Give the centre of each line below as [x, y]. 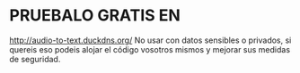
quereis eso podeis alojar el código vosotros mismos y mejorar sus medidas [150, 49]
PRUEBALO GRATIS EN [95, 16]
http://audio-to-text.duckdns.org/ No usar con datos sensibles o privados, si [150, 40]
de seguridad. [35, 59]
